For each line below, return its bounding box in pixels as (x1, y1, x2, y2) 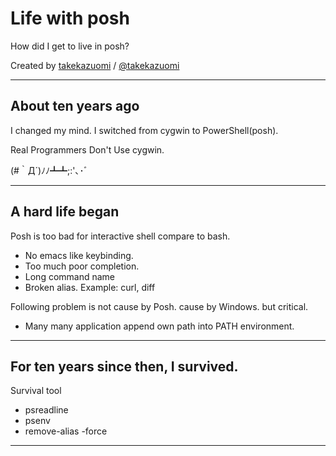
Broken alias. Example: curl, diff (24, 281, 156, 293)
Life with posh (10, 7, 130, 30)
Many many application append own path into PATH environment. (24, 320, 295, 332)
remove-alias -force (24, 425, 108, 437)
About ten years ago (10, 98, 140, 115)
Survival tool (10, 385, 62, 397)
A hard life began (10, 203, 120, 221)
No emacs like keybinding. (24, 249, 134, 261)
